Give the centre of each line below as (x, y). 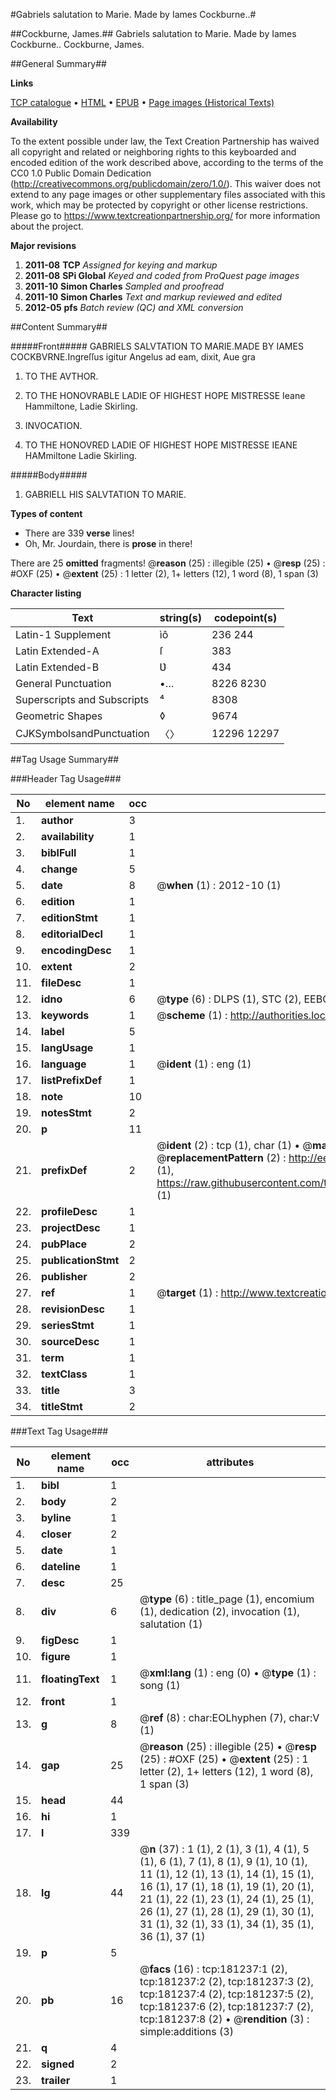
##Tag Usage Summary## (65, 759)
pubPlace (64, 1244)
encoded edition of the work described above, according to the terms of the (167, 162)
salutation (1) (171, 1624)
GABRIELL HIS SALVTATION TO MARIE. (105, 494)
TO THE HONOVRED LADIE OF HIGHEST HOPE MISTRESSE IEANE (161, 445)
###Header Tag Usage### (66, 778)
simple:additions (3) (186, 2031)
